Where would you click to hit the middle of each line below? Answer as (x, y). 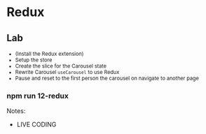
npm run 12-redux (38, 96)
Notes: (16, 111)
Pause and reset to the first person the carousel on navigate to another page (107, 78)
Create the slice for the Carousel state (61, 66)
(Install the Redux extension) (49, 54)
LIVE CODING (36, 125)
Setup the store (34, 60)
